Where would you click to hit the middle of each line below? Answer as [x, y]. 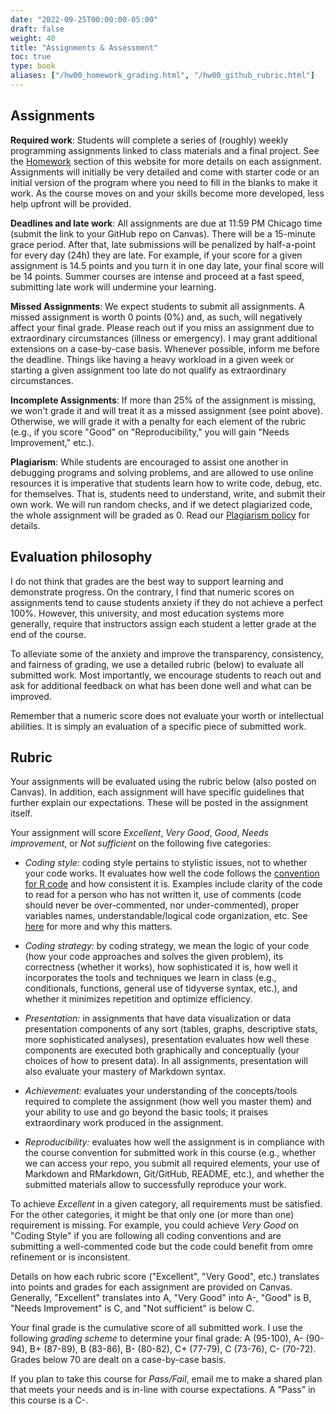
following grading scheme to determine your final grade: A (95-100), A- [157, 1338]
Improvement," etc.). [52, 442]
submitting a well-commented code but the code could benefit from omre [162, 1247]
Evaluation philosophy [81, 557]
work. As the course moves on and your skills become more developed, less [167, 193]
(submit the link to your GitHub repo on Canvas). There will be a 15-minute [163, 233]
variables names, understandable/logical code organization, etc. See [166, 916]
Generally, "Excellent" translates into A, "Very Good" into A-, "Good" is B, [161, 1298]
